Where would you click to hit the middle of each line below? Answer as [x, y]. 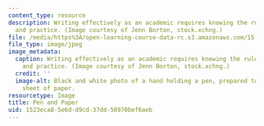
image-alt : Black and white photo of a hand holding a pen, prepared [131, 81]
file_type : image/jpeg [45, 45]
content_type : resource [47, 15]
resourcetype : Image [42, 95]
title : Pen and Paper [44, 103]
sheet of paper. [49, 88]
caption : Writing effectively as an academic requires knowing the [128, 59]
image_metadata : [35, 52]
